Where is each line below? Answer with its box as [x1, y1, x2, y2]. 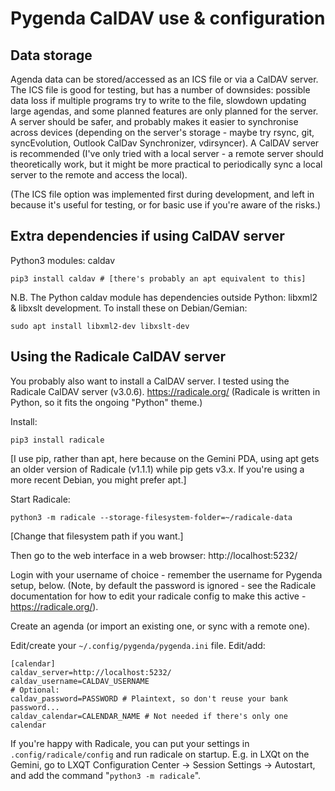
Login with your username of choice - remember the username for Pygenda [10, 568, 323, 581]
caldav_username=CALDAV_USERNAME [10, 676, 150, 686]
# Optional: [10, 685, 60, 695]
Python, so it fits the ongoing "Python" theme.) [10, 396, 203, 408]
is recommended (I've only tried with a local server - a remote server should [10, 148, 324, 159]
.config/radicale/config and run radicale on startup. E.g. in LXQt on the [10, 748, 310, 760]
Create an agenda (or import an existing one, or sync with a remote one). [10, 620, 311, 632]
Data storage [10, 47, 93, 64]
